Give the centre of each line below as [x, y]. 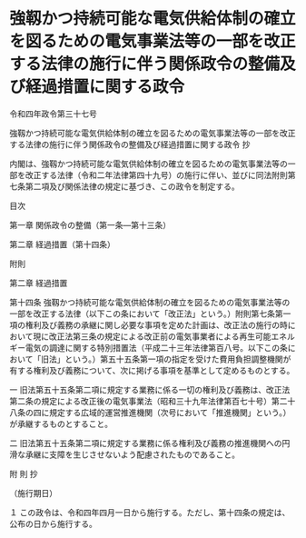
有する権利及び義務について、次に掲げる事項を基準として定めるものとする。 [152, 370]
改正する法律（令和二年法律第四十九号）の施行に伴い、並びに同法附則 [156, 174]
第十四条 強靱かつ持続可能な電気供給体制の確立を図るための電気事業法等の [150, 302]
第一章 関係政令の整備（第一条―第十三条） [90, 224]
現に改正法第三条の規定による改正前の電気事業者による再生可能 [152, 336]
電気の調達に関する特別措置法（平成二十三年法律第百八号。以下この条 [156, 347]
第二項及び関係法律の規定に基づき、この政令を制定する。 [133, 186]
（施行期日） [33, 493]
